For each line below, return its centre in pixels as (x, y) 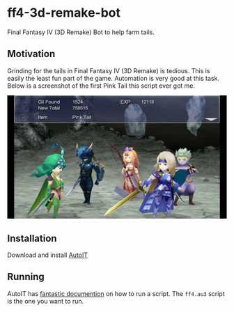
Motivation (31, 54)
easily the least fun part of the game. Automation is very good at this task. (113, 78)
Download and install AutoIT (48, 255)
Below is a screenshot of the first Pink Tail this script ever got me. (101, 86)
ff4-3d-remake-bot (64, 13)
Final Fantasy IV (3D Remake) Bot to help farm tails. (81, 32)
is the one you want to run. (46, 301)
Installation (32, 238)
